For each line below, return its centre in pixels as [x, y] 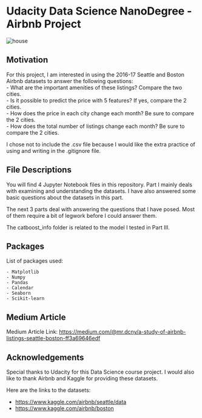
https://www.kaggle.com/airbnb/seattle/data [71, 402]
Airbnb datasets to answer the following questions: [70, 81]
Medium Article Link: [32, 332]
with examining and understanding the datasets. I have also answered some [101, 191]
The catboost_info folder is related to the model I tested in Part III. [88, 227]
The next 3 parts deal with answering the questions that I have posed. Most [101, 209]
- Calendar [20, 288]
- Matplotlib [23, 272]
